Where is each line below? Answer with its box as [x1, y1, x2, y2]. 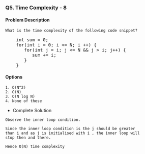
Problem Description [5, 17, 50, 23]
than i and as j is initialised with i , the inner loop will [5, 131, 140, 136]
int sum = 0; [16, 37, 48, 43]
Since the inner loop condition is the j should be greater [5, 126, 136, 132]
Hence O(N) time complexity [5, 144, 65, 149]
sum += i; [32, 53, 57, 58]
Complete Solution [12, 108, 52, 114]
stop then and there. [5, 135, 51, 140]
